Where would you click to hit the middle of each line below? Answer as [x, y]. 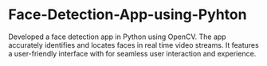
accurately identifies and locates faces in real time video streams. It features [133, 45]
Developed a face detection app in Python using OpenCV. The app [117, 37]
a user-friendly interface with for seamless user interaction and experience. [132, 53]
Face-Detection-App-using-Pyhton [128, 15]
